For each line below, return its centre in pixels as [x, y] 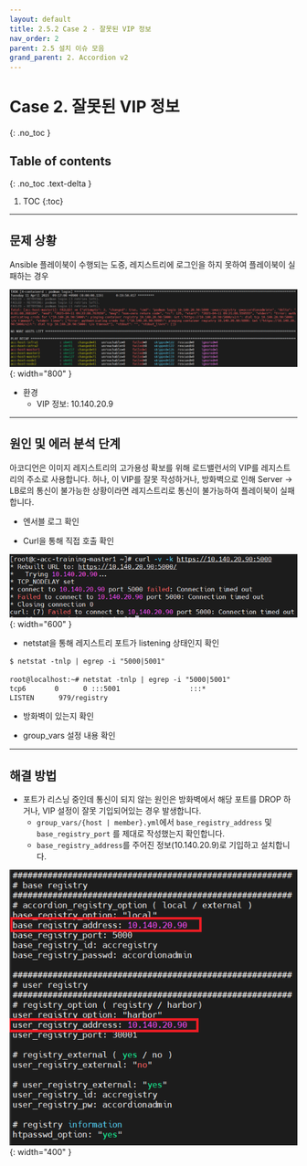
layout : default [40, 19]
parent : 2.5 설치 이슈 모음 [57, 48]
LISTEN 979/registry [58, 699]
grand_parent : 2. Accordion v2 [69, 58]
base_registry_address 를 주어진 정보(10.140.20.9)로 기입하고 [147, 846]
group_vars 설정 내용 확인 [69, 736]
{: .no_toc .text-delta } [51, 184]
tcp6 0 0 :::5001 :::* [108, 689]
